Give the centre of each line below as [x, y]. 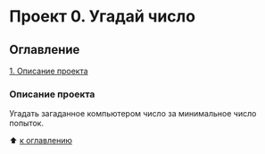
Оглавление [45, 50]
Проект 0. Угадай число [103, 17]
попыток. [27, 124]
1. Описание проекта [49, 71]
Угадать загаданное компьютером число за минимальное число [133, 114]
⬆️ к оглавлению [41, 141]
